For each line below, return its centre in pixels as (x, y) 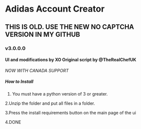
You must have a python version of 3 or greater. (60, 94)
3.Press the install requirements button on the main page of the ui (70, 113)
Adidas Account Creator (55, 9)
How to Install (19, 81)
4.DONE (13, 122)
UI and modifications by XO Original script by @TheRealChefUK (71, 60)
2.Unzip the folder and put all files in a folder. (50, 103)
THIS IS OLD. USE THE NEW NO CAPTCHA (70, 27)
